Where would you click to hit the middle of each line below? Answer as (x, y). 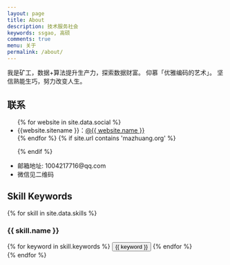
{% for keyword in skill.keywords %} (59, 246)
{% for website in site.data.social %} (69, 122)
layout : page (26, 13)
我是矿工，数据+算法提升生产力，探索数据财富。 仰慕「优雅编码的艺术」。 (112, 72)
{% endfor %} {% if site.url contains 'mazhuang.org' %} (96, 138)
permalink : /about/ (35, 52)
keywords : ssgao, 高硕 (39, 33)
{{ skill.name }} (33, 230)
